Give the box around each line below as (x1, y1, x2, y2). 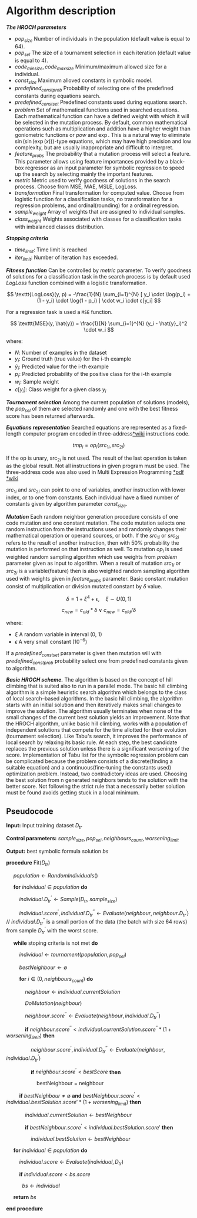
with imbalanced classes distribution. (14, 223, 105, 231)
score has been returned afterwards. (6, 412, 95, 420)
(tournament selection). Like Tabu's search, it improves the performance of (6, 733, 188, 740)
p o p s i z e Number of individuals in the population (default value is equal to (14, 35, 191, 44)
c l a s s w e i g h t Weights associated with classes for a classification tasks (14, 215, 182, 224)
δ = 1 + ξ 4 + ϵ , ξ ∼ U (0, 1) (66, 594, 132, 603)
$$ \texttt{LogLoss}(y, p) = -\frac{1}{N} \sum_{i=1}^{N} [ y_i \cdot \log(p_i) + (6, 290, 191, 297)
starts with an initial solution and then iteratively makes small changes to (6, 701, 181, 709)
